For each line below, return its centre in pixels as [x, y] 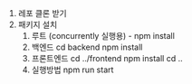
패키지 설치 [38, 24]
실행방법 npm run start [72, 70]
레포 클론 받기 [42, 13]
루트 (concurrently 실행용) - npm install [103, 36]
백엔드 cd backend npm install [87, 47]
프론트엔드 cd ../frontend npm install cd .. [107, 58]
